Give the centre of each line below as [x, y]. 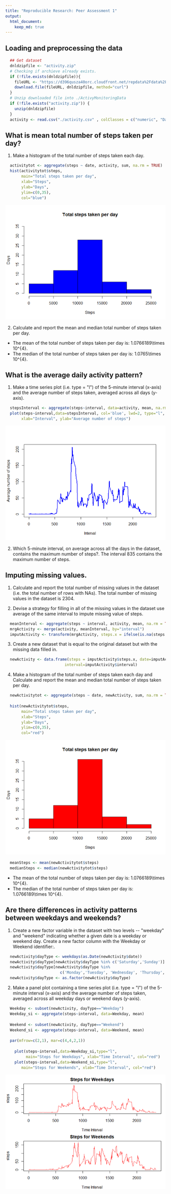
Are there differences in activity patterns [71, 910]
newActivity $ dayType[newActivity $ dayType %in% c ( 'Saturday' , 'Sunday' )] [88, 962]
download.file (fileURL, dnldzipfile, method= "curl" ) [72, 87]
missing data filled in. [35, 650]
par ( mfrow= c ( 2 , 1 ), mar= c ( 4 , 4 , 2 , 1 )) [48, 1041]
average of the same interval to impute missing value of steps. [78, 614]
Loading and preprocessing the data [64, 48]
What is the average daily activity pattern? [74, 375]
